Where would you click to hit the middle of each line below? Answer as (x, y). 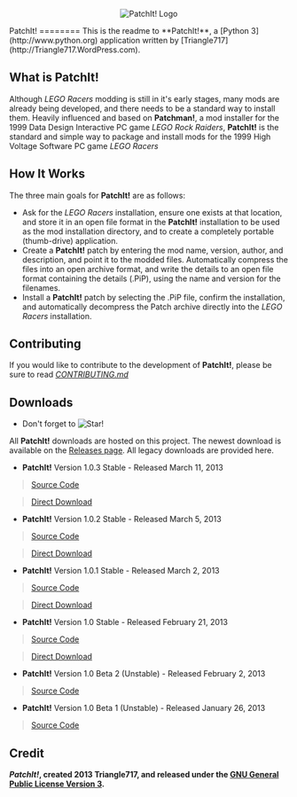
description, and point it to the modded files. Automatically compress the (155, 259)
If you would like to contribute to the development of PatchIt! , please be (141, 365)
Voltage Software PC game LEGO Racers (84, 145)
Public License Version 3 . (57, 784)
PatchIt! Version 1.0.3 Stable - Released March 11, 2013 (122, 468)
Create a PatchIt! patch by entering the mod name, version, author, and (152, 250)
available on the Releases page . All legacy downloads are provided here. (142, 450)
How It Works (47, 174)
